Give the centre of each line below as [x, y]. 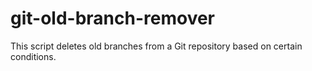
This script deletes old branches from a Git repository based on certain [156, 46]
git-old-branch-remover [113, 18]
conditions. [33, 56]
